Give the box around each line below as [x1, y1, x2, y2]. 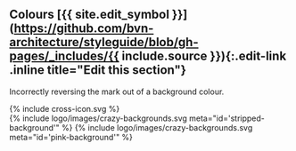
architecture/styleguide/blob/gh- [9, 35, 199, 50]
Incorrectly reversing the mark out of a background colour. [9, 86, 225, 97]
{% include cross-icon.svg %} [9, 103, 120, 114]
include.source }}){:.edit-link [121, 49, 287, 64]
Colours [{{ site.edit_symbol [9, 7, 169, 22]
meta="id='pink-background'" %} [9, 131, 134, 142]
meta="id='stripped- [188, 113, 266, 123]
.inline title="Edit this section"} [9, 62, 187, 78]
